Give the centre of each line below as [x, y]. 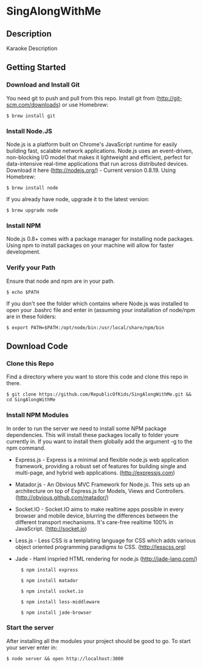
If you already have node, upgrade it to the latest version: [78, 199]
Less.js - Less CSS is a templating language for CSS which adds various [105, 540]
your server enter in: [32, 647]
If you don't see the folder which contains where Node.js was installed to [98, 304]
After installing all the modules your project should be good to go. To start [98, 641]
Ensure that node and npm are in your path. [61, 281]
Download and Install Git [43, 85]
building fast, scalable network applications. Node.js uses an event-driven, [100, 151]
